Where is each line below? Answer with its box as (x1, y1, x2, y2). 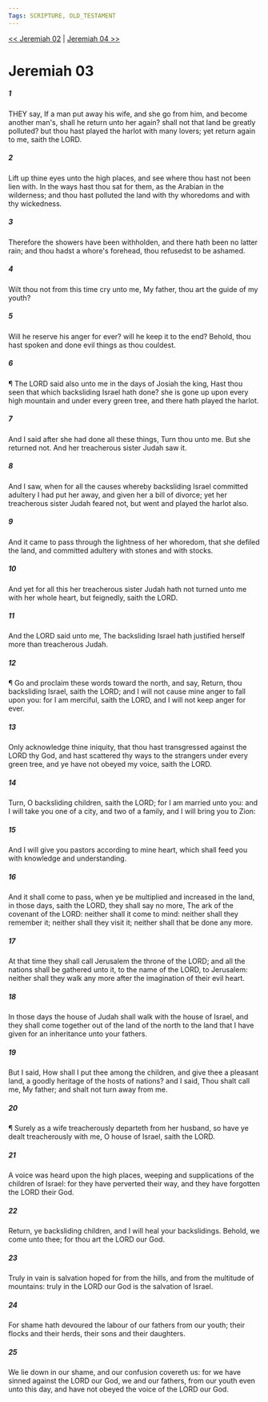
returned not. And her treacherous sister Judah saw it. (8, 443, 187, 452)
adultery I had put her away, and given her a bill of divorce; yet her (8, 490, 228, 500)
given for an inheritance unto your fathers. (8, 1029, 148, 1039)
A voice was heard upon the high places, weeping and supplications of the (8, 1170, 254, 1180)
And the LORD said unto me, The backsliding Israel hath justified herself (8, 631, 246, 641)
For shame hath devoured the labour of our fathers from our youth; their (8, 1320, 246, 1330)
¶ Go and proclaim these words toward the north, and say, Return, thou (8, 679, 242, 688)
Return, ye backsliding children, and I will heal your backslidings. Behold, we (8, 1226, 260, 1236)
